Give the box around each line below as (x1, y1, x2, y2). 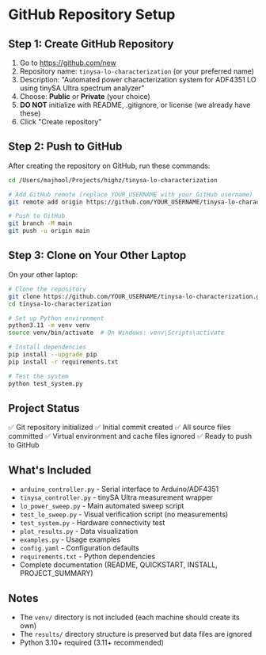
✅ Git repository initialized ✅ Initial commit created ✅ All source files (8, 422, 231, 432)
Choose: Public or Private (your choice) (19, 92, 150, 101)
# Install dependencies (8, 343, 87, 352)
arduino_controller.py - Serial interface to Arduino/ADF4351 (19, 485, 219, 494)
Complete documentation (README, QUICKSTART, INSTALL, (19, 560, 218, 569)
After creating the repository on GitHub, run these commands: (8, 161, 211, 170)
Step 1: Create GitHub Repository (8, 37, 174, 51)
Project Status (8, 402, 81, 415)
